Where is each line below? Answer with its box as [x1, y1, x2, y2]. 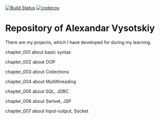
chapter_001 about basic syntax [5, 49, 72, 55]
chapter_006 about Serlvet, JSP [5, 98, 72, 104]
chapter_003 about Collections [5, 68, 69, 74]
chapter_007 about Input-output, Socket [5, 108, 88, 114]
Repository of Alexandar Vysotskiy [5, 23, 155, 34]
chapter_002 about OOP [5, 59, 56, 65]
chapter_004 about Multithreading [5, 78, 76, 85]
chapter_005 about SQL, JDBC [5, 88, 69, 94]
